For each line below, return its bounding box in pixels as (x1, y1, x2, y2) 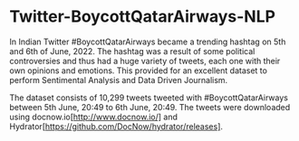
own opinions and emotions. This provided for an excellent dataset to (9, 65, 267, 76)
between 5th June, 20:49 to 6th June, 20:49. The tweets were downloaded (9, 101, 291, 112)
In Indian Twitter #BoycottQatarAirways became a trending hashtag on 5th (9, 36, 286, 47)
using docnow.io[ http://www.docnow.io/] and (9, 111, 178, 122)
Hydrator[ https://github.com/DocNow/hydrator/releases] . (9, 120, 224, 132)
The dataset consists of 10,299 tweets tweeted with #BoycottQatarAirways (9, 92, 288, 103)
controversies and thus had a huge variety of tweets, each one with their (9, 55, 281, 66)
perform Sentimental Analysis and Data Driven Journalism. (9, 74, 228, 85)
